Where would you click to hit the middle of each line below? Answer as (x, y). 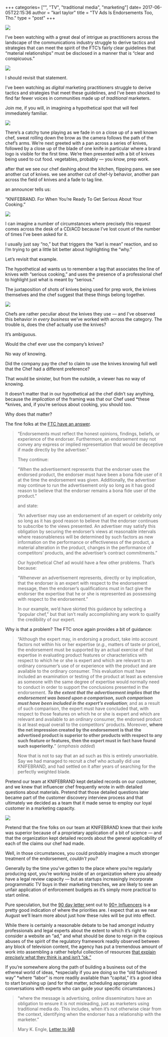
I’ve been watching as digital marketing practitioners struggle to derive (78, 87)
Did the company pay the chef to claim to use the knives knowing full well (81, 364)
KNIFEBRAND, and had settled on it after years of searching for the (87, 766)
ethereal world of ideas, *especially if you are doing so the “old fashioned (81, 972)
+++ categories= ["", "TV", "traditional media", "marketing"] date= (73, 7)
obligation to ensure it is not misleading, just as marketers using (83, 1004)
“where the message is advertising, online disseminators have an (85, 998)
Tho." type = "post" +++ (30, 18)
